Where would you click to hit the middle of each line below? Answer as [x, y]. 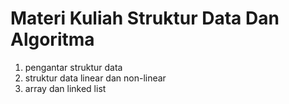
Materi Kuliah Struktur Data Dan [145, 18]
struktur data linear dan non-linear [95, 78]
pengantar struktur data [73, 67]
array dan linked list [65, 88]
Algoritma [52, 39]
